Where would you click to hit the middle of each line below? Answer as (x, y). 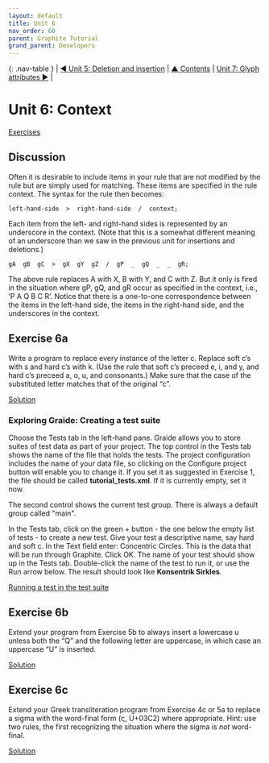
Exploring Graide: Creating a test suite (85, 420)
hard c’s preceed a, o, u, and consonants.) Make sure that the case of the (130, 375)
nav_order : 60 (32, 31)
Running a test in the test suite (59, 587)
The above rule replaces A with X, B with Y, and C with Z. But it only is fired (133, 279)
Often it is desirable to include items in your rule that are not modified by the (134, 176)
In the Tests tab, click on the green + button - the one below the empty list (132, 529)
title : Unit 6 (32, 23)
